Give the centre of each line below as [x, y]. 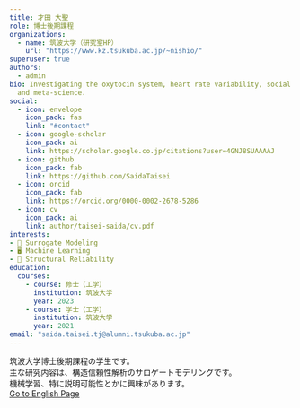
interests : [30, 234]
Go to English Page [44, 393]
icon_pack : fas [54, 117]
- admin [32, 76]
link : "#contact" [58, 126]
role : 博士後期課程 [42, 26]
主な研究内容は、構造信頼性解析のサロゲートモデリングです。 [123, 372]
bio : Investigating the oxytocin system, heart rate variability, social [150, 84]
